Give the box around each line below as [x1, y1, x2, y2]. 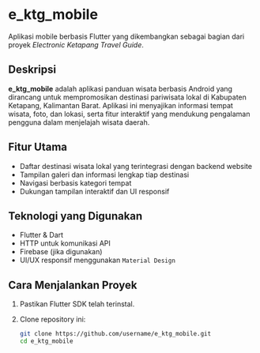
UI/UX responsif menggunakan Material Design [19, 255, 176, 265]
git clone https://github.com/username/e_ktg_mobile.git [19, 330, 212, 338]
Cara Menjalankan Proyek [8, 278, 138, 291]
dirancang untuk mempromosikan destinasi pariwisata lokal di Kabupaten [8, 92, 247, 102]
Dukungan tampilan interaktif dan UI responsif [19, 186, 170, 196]
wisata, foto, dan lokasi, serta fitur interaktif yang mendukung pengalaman [8, 109, 251, 118]
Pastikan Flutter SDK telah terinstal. [19, 299, 135, 309]
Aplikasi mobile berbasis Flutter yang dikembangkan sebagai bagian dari [8, 32, 245, 41]
